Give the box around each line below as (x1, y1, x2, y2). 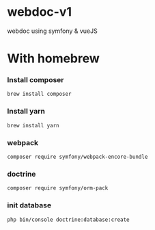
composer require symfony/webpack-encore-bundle (7, 153, 148, 161)
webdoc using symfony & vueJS (7, 27, 98, 35)
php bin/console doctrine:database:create (7, 216, 130, 223)
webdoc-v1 (7, 4, 72, 20)
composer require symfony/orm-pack (7, 185, 109, 192)
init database (7, 201, 52, 210)
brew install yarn (7, 122, 59, 129)
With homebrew (7, 51, 100, 66)
